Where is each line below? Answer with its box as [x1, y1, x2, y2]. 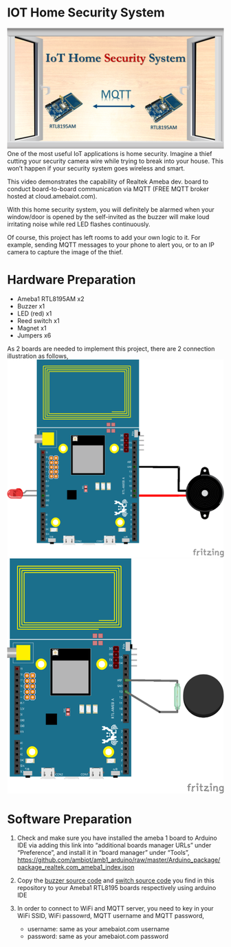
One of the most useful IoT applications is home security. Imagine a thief [7, 149, 212, 157]
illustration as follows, [7, 352, 69, 360]
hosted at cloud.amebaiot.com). [7, 192, 98, 200]
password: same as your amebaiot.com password [27, 933, 168, 941]
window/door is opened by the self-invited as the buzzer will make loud [7, 212, 210, 221]
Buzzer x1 [16, 302, 45, 310]
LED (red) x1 [16, 309, 52, 317]
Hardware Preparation [7, 272, 136, 288]
